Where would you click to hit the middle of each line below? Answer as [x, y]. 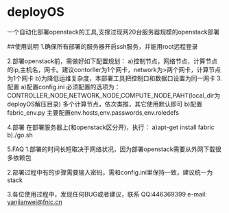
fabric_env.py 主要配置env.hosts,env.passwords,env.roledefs [93, 112]
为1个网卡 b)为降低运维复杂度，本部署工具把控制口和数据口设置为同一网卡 [111, 78]
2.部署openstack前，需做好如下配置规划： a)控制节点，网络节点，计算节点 [112, 61]
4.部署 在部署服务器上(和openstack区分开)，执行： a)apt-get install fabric [111, 127]
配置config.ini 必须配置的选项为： [73, 87]
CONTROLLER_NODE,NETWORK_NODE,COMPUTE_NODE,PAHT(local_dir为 [114, 95]
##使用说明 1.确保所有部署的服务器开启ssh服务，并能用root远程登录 [103, 46]
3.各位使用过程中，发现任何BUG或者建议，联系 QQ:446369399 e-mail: [107, 194]
